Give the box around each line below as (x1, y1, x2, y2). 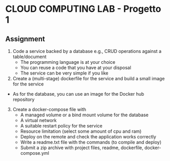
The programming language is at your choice (20, 59, 116, 65)
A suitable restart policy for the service (20, 123, 102, 129)
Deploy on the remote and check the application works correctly (20, 134, 156, 139)
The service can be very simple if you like (20, 70, 109, 76)
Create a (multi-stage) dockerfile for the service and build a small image (12, 76, 165, 81)
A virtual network (20, 117, 57, 123)
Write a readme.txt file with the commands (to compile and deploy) (20, 139, 162, 145)
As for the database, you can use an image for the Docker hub (12, 91, 144, 97)
